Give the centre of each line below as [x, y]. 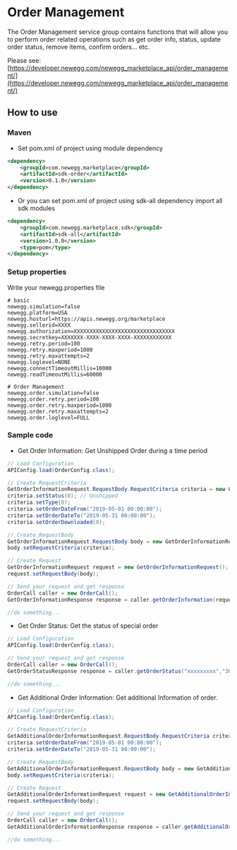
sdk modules [36, 208]
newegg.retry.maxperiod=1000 [50, 350]
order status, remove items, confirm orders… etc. [79, 47]
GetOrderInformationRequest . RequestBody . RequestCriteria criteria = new [116, 490]
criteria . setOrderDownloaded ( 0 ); [56, 522]
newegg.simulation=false [44, 306]
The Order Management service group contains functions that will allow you [118, 32]
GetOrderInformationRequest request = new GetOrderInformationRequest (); [118, 567]
